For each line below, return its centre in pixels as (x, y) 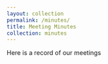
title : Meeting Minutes (42, 26)
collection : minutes (37, 33)
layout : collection (35, 14)
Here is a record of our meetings (54, 53)
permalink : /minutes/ (38, 20)
